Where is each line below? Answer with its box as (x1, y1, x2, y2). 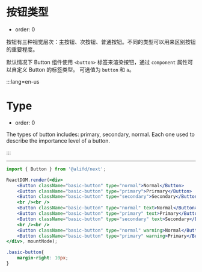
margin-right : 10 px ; (17, 255, 69, 261)
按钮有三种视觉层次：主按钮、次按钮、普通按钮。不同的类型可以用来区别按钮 (6, 38, 196, 45)
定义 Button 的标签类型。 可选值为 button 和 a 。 (16, 66, 135, 73)
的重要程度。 (6, 46, 38, 53)
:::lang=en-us (6, 78, 40, 85)
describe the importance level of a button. (6, 137, 110, 144)
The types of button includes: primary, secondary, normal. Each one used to (6, 131, 195, 138)
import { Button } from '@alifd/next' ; (6, 166, 106, 172)
